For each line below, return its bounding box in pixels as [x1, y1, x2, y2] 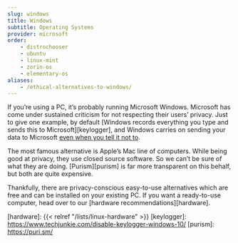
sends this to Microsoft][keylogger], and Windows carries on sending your [7, 125, 226, 134]
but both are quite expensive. [7, 170, 93, 178]
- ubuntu [20, 51, 46, 58]
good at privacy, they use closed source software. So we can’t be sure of [7, 155, 222, 163]
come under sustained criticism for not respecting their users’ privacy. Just [7, 110, 228, 119]
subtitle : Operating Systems [7, 24, 94, 31]
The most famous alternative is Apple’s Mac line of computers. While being [7, 147, 227, 155]
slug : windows [7, 10, 50, 18]
